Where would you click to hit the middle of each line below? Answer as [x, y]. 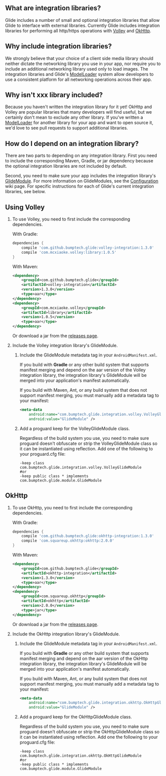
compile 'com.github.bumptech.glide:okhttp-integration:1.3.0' [88, 536]
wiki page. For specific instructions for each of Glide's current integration [80, 186]
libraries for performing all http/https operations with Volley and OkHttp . [78, 31]
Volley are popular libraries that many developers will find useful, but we [79, 112]
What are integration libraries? [53, 8]
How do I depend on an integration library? [72, 143]
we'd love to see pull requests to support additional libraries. [67, 128]
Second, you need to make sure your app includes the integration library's [81, 176]
